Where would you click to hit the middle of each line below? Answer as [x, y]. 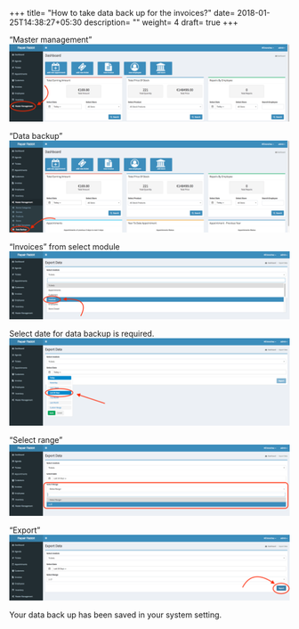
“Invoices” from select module [65, 247]
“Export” [25, 530]
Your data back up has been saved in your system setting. [116, 615]
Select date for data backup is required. [82, 334]
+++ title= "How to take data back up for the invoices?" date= [122, 13]
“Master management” [51, 40]
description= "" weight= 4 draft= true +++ [161, 22]
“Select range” [36, 439]
